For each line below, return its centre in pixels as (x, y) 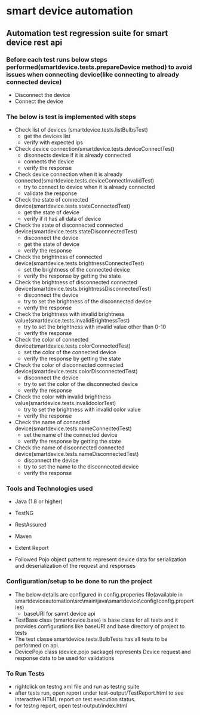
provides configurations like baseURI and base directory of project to (100, 626)
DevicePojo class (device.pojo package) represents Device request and (103, 652)
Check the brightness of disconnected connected (76, 282)
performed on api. (37, 645)
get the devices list (47, 136)
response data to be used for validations (64, 658)
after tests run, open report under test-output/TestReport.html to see (99, 693)
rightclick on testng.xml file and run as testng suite (77, 687)
